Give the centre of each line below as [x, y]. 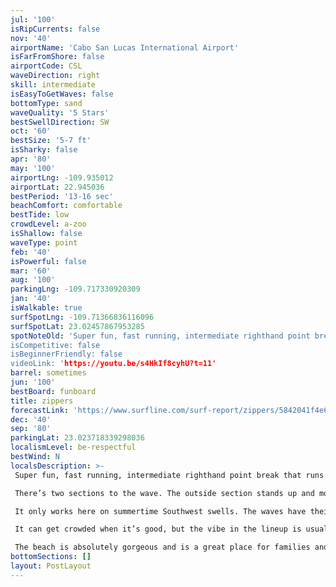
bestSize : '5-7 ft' [51, 141]
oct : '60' [31, 131]
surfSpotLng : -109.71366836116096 [82, 317]
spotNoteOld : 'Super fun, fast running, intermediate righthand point [160, 336]
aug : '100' [33, 280]
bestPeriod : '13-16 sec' [62, 196]
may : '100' [33, 168]
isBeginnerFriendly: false [66, 354]
